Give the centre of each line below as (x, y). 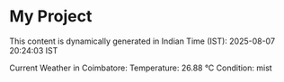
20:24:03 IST (34, 50)
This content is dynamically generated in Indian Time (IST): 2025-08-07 (142, 41)
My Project (51, 16)
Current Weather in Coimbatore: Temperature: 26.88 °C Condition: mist (141, 68)
